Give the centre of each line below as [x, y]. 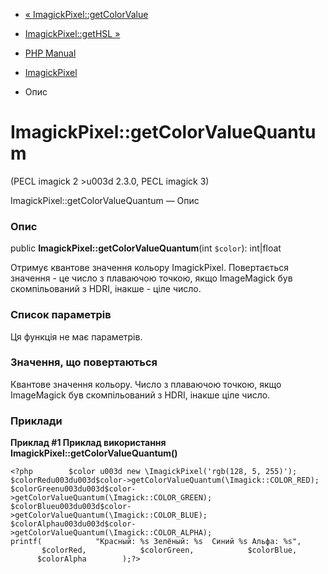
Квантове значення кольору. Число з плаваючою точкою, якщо [146, 384]
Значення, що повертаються [84, 362]
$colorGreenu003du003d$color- [73, 489]
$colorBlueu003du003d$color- [71, 507]
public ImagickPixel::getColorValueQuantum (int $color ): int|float [146, 248]
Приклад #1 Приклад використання [88, 443]
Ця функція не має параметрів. [76, 336]
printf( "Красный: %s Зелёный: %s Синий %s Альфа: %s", [156, 542]
